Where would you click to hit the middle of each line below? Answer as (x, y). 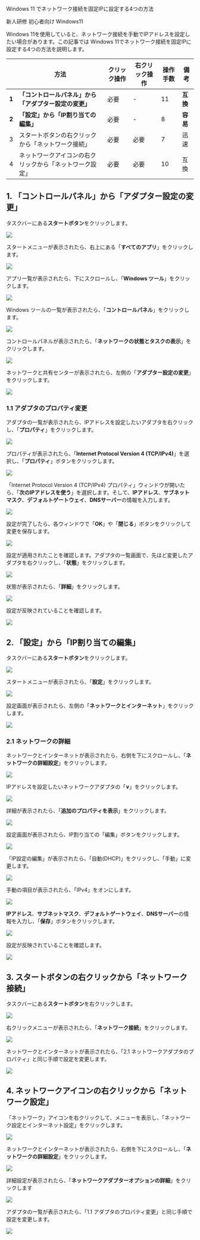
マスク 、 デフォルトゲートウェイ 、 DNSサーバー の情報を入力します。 (90, 500)
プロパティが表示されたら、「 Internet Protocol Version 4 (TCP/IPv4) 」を (95, 454)
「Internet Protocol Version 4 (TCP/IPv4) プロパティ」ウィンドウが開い (93, 485)
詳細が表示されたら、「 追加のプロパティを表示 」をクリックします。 (88, 811)
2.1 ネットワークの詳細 (38, 741)
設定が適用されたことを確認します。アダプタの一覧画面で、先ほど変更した (97, 555)
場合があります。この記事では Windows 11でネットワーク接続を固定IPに (104, 42)
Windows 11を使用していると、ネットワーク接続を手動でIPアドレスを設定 (96, 34)
